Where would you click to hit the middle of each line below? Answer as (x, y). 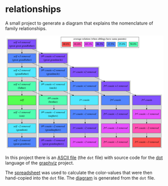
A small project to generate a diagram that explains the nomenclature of (79, 23)
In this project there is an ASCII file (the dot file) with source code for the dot (84, 158)
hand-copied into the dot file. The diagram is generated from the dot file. (80, 178)
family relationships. (26, 28)
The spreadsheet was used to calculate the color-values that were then (79, 173)
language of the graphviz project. (40, 163)
